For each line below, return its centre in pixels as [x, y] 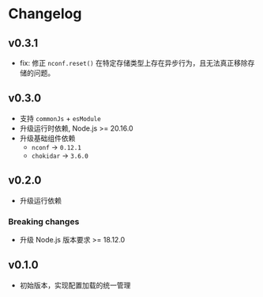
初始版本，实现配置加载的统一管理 [75, 285]
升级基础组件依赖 [47, 138]
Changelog [45, 14]
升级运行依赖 [40, 200]
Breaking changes [44, 221]
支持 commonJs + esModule [60, 118]
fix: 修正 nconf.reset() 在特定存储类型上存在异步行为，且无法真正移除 [133, 63]
